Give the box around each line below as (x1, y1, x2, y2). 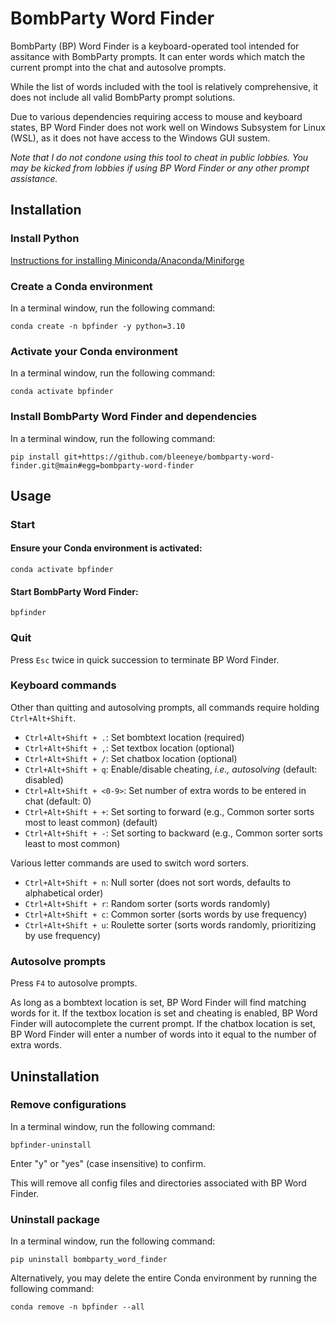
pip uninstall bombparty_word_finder (10, 1255, 168, 1265)
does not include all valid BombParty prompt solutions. (10, 91, 236, 103)
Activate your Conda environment (10, 344, 179, 358)
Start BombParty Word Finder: (10, 585, 139, 597)
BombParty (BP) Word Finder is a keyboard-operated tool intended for (10, 40, 300, 52)
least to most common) (24, 837, 121, 849)
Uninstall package (10, 1212, 100, 1226)
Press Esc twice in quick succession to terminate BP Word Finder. (10, 653, 280, 666)
